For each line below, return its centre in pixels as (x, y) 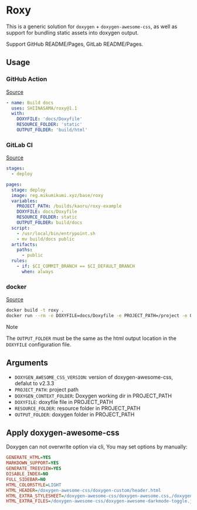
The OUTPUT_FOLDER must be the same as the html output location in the (91, 338)
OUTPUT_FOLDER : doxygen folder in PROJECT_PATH (74, 414)
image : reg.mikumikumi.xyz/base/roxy (57, 195)
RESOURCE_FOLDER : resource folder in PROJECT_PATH (77, 408)
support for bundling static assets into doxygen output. (72, 32)
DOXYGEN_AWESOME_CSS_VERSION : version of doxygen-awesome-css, (94, 377)
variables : (25, 201)
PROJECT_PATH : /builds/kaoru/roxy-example (69, 206)
